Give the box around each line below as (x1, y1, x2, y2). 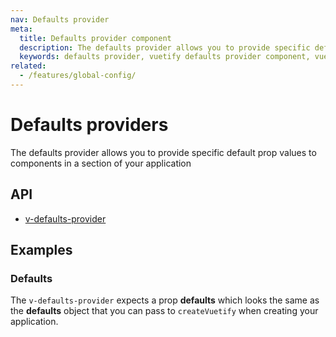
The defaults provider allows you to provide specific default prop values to (10, 146, 317, 158)
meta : (10, 24, 33, 34)
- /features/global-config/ (19, 71, 137, 81)
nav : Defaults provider (10, 14, 110, 25)
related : (10, 61, 47, 71)
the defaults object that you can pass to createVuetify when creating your (10, 305, 319, 317)
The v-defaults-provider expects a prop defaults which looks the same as (10, 294, 320, 306)
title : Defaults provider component (19, 33, 172, 43)
